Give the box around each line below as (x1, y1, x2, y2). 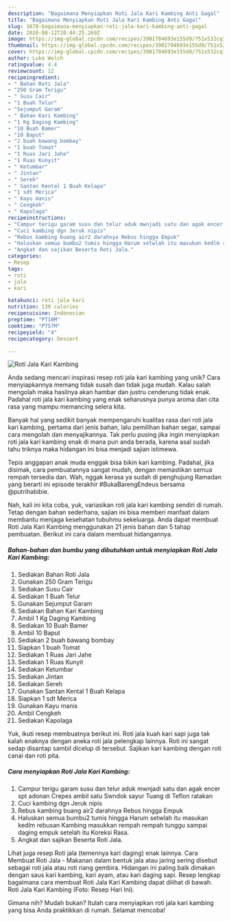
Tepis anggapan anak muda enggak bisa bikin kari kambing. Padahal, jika (8, 458, 215, 467)
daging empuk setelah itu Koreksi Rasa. (17, 828, 130, 837)
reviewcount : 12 (8, 67, 54, 74)
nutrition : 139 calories (8, 304, 79, 310)
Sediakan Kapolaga (17, 716, 73, 725)
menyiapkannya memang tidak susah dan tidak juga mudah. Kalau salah (8, 380, 211, 389)
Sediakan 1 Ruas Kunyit (17, 658, 84, 666)
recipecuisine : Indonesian (8, 310, 85, 317)
